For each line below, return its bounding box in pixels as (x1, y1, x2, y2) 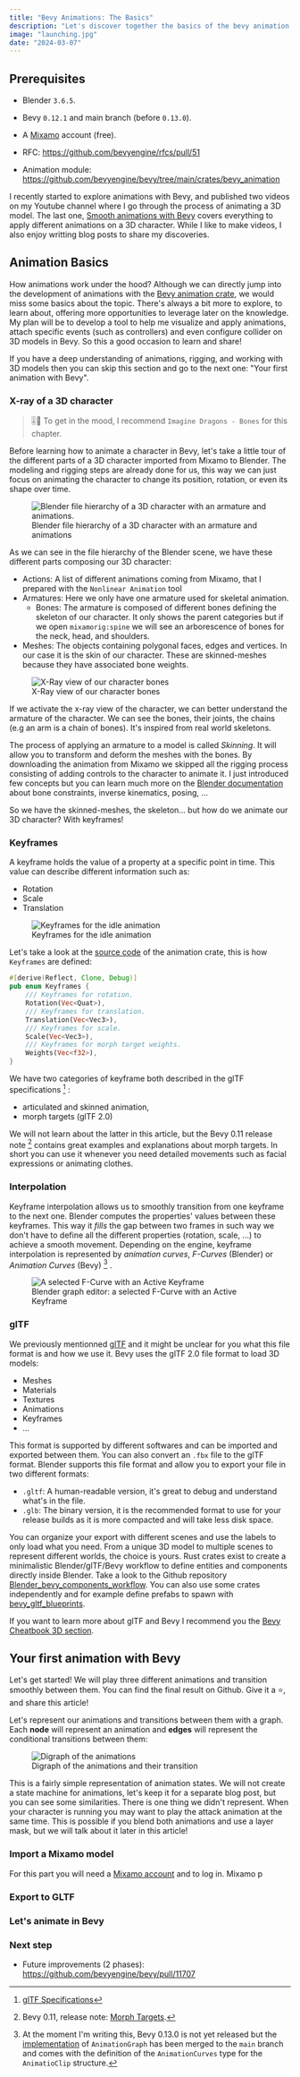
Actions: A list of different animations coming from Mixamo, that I (21, 574, 262, 584)
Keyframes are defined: (9, 957, 92, 967)
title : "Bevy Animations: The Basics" (9, 13, 154, 22)
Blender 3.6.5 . (21, 95, 76, 106)
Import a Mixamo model (9, 1848, 114, 1860)
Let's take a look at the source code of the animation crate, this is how (9, 947, 268, 958)
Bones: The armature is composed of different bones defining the (35, 602, 277, 613)
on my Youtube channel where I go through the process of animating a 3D (9, 200, 281, 211)
